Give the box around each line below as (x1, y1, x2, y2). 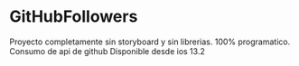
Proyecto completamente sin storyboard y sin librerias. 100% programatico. (9, 36, 291, 47)
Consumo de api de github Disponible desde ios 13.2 (9, 45, 205, 56)
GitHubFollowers (9, 6, 138, 27)
